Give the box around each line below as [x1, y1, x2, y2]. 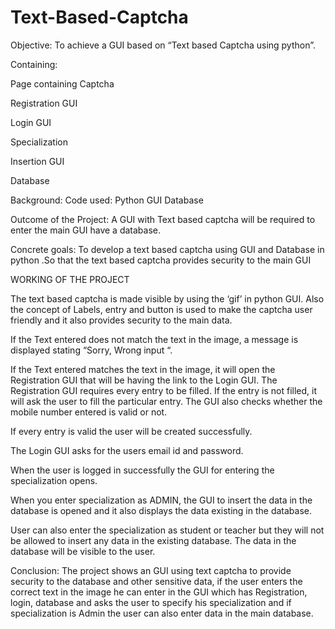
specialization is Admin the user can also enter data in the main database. [10, 607, 314, 619]
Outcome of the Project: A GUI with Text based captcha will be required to [10, 213, 316, 225]
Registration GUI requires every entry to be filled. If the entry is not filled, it [10, 384, 317, 396]
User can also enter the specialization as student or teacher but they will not [10, 524, 325, 536]
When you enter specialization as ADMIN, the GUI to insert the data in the [10, 494, 313, 506]
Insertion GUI [10, 155, 65, 167]
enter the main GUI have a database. [10, 224, 162, 236]
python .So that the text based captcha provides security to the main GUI [10, 254, 312, 266]
